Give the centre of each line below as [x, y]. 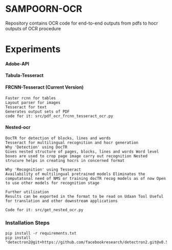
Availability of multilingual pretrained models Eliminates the [75, 174]
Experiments [33, 49]
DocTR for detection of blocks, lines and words [58, 138]
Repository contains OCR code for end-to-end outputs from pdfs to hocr [82, 23]
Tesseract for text [26, 107]
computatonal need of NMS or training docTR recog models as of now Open [86, 178]
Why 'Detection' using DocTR [36, 147]
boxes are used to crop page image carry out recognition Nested [76, 156]
